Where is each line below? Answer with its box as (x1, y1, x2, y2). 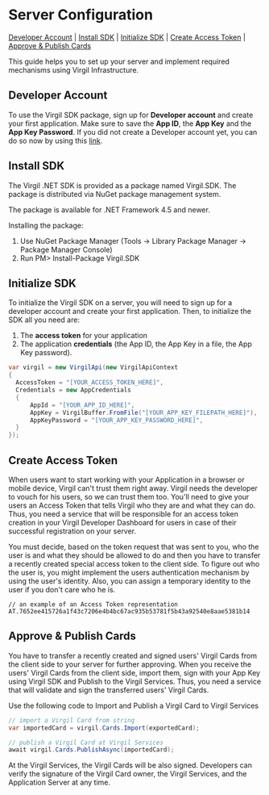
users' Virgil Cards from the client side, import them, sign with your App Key (8, 667, 260, 677)
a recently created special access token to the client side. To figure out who (8, 559, 260, 568)
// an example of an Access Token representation (8, 600, 179, 609)
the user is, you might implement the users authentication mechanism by (8, 567, 250, 577)
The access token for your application (19, 331, 147, 341)
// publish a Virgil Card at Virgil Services (8, 739, 163, 747)
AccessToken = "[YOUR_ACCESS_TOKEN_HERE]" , (15, 379, 163, 387)
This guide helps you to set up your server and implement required (8, 56, 230, 66)
